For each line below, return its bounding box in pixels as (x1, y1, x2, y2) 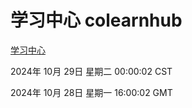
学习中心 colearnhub (10, 9, 183, 32)
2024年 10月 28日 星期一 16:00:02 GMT (10, 86, 173, 98)
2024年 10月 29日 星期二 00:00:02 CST (10, 65, 173, 77)
